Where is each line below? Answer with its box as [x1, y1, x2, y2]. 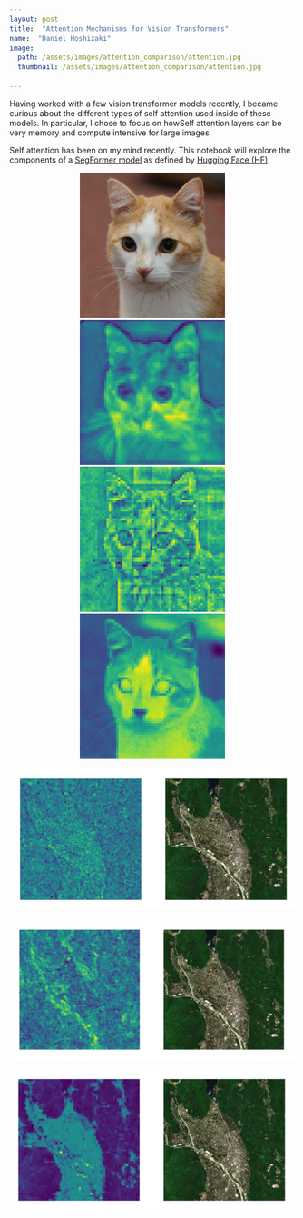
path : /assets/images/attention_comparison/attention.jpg [17, 53, 242, 63]
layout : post [9, 15, 59, 24]
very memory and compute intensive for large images [9, 127, 210, 138]
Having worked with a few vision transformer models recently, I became [9, 98, 279, 109]
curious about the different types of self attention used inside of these [9, 107, 271, 118]
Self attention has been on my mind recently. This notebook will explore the [9, 144, 291, 155]
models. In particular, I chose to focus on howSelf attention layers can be [9, 117, 282, 128]
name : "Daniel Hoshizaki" [9, 34, 112, 43]
